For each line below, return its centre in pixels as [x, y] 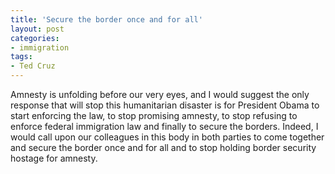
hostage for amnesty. [54, 158]
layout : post [37, 29]
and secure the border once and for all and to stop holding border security [163, 147]
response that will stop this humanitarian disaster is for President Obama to [165, 105]
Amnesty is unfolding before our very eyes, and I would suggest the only [160, 94]
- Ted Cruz [33, 66]
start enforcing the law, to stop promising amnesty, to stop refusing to [154, 115]
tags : [21, 57]
